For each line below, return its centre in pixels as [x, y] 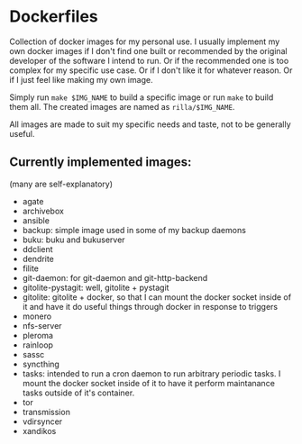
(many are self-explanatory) [61, 184]
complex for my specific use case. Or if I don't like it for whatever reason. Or [151, 70]
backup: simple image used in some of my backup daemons [134, 230]
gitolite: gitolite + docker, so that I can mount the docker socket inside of [156, 297]
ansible [36, 220]
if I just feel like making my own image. [81, 79]
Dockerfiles [54, 17]
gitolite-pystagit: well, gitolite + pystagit [96, 287]
